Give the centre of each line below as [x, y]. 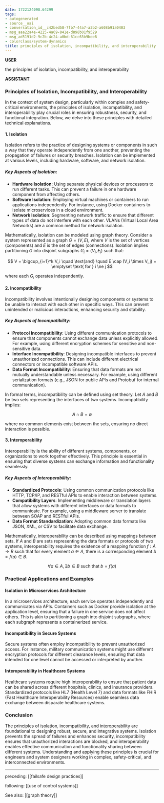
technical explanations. [28, 123]
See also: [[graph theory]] [31, 795]
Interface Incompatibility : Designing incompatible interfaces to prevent [84, 354]
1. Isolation [16, 134]
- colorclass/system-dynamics [36, 42]
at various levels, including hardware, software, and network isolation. [75, 161]
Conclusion [19, 715]
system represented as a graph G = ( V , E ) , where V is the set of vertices [77, 240]
